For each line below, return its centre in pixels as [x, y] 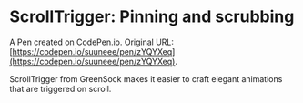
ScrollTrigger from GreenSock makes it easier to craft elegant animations [146, 78]
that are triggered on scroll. [61, 88]
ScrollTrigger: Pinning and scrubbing [152, 17]
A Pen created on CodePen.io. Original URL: [92, 42]
